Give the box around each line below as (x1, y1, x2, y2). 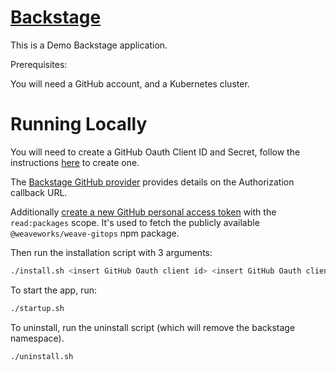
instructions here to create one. (10, 156, 140, 168)
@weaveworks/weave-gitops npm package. (10, 227, 180, 239)
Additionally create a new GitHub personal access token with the (10, 206, 277, 218)
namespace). (10, 332, 65, 344)
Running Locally (10, 113, 148, 136)
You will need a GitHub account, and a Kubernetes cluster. (10, 77, 250, 90)
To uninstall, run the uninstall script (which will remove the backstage (10, 321, 296, 333)
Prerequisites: (10, 58, 68, 70)
